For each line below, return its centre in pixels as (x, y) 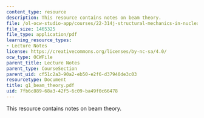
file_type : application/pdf (42, 35)
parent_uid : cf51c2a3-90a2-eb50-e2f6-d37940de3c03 (72, 74)
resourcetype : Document (36, 80)
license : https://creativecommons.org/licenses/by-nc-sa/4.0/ (87, 52)
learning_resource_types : (39, 40)
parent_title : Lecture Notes (43, 63)
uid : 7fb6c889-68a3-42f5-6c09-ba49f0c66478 (62, 91)
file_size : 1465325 (31, 29)
